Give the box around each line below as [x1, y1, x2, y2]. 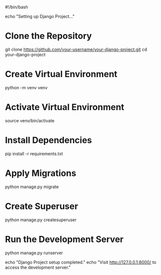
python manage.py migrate [5, 184, 59, 190]
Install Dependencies [5, 135, 92, 146]
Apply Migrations [5, 167, 77, 178]
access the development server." [5, 264, 71, 270]
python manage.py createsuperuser [5, 217, 77, 223]
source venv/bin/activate [5, 117, 55, 123]
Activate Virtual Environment [5, 102, 125, 113]
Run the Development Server [5, 234, 124, 244]
